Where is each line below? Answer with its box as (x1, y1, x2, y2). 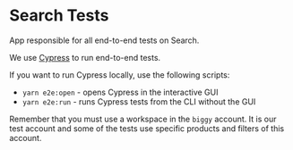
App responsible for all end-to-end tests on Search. (9, 35, 200, 46)
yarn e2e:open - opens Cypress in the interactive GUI (22, 87, 219, 97)
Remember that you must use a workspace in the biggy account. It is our (9, 113, 277, 124)
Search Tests (9, 5, 109, 26)
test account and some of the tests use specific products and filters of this (9, 122, 285, 134)
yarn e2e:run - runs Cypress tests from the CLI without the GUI (22, 96, 256, 107)
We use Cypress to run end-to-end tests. (9, 52, 161, 62)
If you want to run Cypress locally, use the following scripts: (9, 69, 230, 80)
